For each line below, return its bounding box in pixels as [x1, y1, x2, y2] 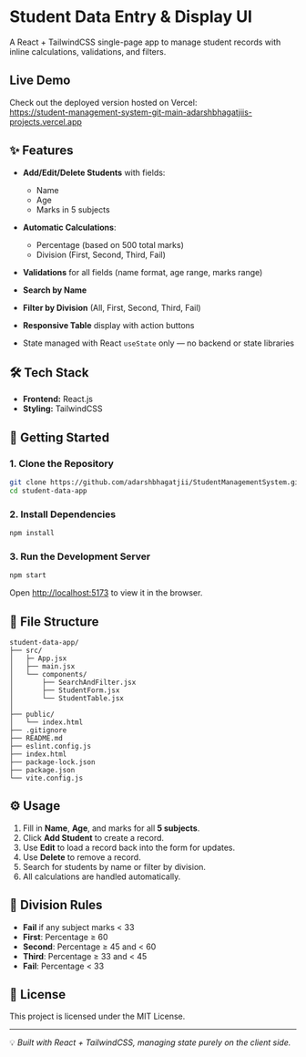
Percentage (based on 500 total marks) [36, 239, 185, 250]
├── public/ [9, 710, 55, 719]
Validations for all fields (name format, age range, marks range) [22, 266, 263, 277]
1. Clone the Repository [9, 457, 114, 470]
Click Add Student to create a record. [22, 832, 165, 843]
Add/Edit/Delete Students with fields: [22, 167, 166, 178]
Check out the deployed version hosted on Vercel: [9, 97, 198, 108]
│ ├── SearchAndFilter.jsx [9, 678, 137, 687]
